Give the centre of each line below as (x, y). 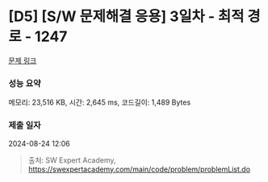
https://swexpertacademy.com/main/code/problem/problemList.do (139, 169)
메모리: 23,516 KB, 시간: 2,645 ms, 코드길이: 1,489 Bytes (100, 102)
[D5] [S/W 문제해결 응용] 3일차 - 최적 (126, 17)
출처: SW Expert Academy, (72, 160)
